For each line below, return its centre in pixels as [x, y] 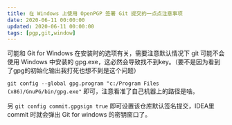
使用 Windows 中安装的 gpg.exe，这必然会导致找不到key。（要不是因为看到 [114, 62]
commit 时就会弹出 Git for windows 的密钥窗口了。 [79, 115]
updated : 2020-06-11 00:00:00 [51, 26]
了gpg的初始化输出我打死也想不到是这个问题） [73, 70]
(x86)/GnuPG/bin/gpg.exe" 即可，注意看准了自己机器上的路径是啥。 [103, 91]
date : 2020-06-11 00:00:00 [46, 20]
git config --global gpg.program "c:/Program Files [83, 84]
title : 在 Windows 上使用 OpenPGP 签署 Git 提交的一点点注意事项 [95, 13]
